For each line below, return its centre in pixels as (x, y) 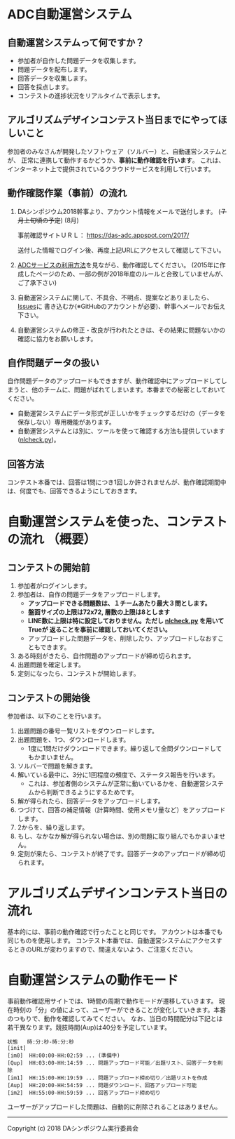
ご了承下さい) (37, 282)
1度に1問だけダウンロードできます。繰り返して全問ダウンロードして (125, 749)
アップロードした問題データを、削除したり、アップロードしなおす (123, 639)
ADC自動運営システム (70, 14)
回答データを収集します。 (54, 78)
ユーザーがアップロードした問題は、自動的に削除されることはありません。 (114, 1107)
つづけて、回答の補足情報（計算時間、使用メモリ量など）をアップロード (121, 810)
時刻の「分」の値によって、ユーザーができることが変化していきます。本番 (119, 1010)
